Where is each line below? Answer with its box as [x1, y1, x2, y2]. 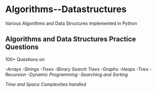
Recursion [5, 71, 26, 77]
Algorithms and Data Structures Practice [5, 35, 136, 43]
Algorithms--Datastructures [5, 4, 127, 15]
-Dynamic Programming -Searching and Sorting [27, 71, 128, 77]
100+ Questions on [5, 56, 45, 62]
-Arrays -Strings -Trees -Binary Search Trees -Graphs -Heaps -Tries [5, 66, 148, 72]
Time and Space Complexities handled [5, 81, 87, 87]
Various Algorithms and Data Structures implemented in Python [5, 20, 138, 26]
